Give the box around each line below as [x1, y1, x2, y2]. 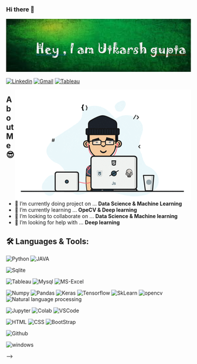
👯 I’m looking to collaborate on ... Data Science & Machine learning [14, 213, 178, 220]
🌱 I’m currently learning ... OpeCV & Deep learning [14, 206, 137, 213]
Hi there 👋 [6, 5, 35, 14]
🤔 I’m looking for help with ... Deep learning [14, 219, 120, 226]
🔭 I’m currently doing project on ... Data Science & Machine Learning [14, 200, 182, 208]
